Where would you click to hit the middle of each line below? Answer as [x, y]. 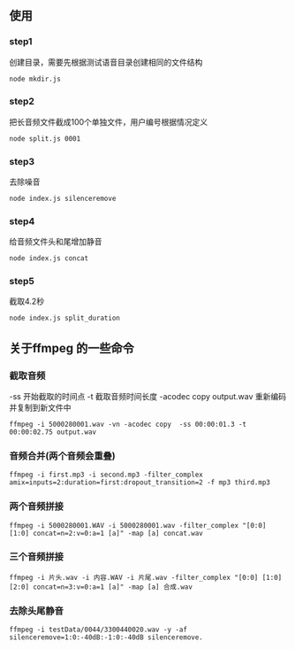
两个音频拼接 [37, 506]
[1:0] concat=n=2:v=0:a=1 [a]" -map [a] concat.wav [106, 533]
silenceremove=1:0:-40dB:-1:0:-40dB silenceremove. [106, 637]
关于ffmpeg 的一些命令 [72, 348]
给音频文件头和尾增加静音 [56, 242]
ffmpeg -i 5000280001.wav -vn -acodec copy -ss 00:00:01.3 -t [128, 424]
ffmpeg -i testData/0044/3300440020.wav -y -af [98, 630]
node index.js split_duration [65, 318]
